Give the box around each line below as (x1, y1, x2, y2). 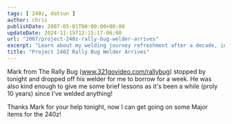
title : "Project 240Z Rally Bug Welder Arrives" (7, 49, 150, 56)
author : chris (7, 17, 48, 23)
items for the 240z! (7, 110, 61, 118)
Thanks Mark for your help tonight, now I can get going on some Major (7, 103, 209, 111)
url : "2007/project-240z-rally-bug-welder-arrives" (7, 36, 159, 43)
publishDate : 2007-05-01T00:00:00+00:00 (7, 23, 126, 30)
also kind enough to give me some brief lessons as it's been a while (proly (7, 82, 218, 90)
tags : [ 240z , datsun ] (7, 10, 76, 17)
